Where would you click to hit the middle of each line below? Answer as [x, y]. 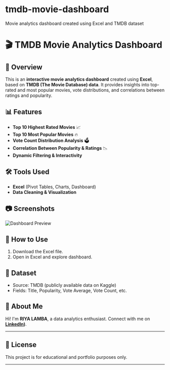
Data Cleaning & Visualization [45, 192]
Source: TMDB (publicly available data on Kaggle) [64, 285]
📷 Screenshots [30, 208]
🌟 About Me [24, 306]
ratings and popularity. [29, 95]
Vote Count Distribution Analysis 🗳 [51, 140]
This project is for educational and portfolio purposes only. [66, 357]
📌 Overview [24, 67]
